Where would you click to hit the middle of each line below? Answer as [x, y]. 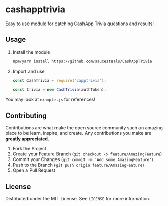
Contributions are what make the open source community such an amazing [84, 128]
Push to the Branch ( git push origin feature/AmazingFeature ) [78, 165]
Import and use [29, 71]
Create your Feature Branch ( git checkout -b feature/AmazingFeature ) [87, 154]
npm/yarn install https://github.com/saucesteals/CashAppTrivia [82, 61]
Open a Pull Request [34, 170]
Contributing [26, 115]
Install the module [31, 52]
